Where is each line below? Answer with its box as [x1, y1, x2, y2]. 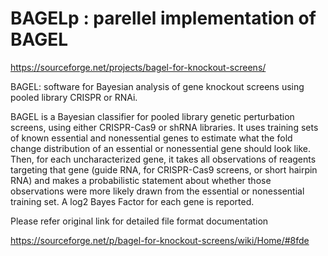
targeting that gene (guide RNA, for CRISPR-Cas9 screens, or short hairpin [10, 163, 318, 176]
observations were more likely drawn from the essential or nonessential [10, 185, 305, 197]
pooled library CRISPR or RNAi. [10, 91, 138, 103]
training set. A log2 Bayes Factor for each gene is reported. [10, 195, 255, 207]
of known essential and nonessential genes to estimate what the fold [10, 132, 293, 144]
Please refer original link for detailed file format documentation [10, 215, 269, 227]
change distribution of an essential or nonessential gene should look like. [10, 142, 311, 154]
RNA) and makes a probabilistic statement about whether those [10, 174, 272, 186]
